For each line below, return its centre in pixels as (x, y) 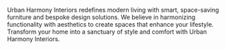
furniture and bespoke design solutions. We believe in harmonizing (101, 17)
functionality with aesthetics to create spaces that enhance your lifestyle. (111, 24)
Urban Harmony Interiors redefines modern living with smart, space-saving (113, 10)
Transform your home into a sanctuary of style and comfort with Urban (107, 32)
